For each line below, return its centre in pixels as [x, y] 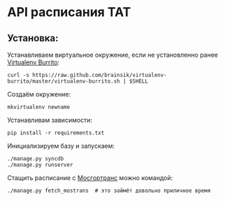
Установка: [33, 38]
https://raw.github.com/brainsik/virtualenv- [100, 75]
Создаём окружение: [39, 94]
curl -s [19, 75]
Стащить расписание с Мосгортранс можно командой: [90, 178]
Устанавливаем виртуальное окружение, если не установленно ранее [113, 55]
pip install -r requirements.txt [56, 133]
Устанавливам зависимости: [50, 120]
